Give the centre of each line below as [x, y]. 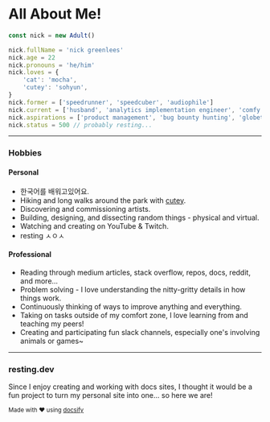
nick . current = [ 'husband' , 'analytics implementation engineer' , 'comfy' [136, 110]
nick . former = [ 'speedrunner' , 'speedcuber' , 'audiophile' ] [111, 102]
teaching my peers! [52, 324]
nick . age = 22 [32, 57]
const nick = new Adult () [51, 35]
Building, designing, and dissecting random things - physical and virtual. [139, 217]
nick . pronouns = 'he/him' [51, 65]
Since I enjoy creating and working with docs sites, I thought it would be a [131, 387]
